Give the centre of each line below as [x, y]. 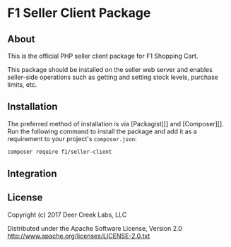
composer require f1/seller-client [60, 152]
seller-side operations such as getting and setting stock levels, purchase [113, 77]
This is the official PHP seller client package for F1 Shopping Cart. [103, 56]
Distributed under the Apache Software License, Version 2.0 [95, 228]
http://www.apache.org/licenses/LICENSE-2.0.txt [79, 236]
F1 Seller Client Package [79, 13]
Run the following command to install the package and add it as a [102, 131]
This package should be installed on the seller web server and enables [110, 70]
